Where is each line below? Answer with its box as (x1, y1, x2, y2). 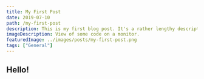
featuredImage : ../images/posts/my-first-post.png (6, 37, 137, 43)
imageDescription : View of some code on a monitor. (6, 31, 140, 37)
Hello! (6, 65, 29, 75)
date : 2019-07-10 (6, 14, 50, 21)
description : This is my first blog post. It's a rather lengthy (6, 25, 175, 32)
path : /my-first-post (6, 20, 61, 26)
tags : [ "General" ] (6, 43, 53, 49)
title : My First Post (6, 8, 61, 15)
